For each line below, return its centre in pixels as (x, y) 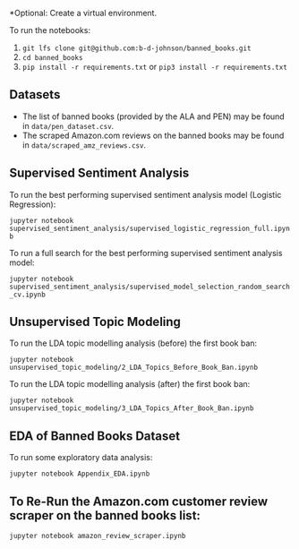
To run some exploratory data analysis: (81, 458)
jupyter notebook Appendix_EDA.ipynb (80, 474)
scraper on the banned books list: (105, 515)
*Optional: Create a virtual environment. (83, 13)
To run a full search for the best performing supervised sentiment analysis (146, 253)
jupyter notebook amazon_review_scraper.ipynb (98, 536)
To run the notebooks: (50, 30)
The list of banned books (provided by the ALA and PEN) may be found (153, 116)
